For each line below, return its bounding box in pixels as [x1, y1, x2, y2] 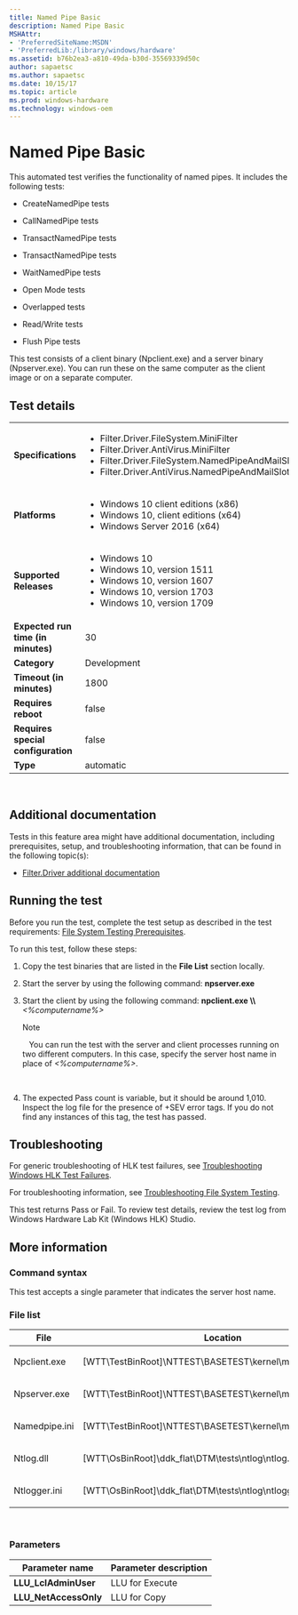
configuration [13, 744, 73, 757]
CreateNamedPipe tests [21, 198, 110, 209]
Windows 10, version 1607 [99, 574, 215, 587]
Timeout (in [13, 671, 64, 683]
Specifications [13, 449, 77, 461]
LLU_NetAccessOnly [13, 1591, 103, 1603]
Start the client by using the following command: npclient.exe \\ [21, 995, 256, 1006]
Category [13, 657, 55, 669]
